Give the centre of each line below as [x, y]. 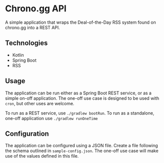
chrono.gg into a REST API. [33, 27]
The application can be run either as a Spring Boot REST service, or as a [78, 93]
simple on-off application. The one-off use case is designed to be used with [82, 98]
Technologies [27, 43]
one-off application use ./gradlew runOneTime [51, 118]
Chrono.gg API [36, 9]
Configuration [27, 134]
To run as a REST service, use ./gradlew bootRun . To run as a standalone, [80, 113]
